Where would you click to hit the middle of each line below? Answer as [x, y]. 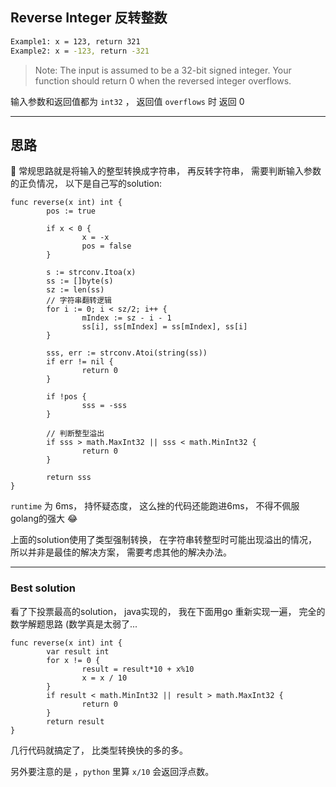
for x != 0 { [73, 660]
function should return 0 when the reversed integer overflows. [163, 80]
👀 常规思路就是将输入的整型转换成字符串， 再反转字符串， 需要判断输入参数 [166, 171]
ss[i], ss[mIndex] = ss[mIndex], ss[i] [164, 327]
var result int [78, 651]
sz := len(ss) [75, 290]
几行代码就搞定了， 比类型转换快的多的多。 [99, 750]
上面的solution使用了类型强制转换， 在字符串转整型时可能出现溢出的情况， [164, 540]
